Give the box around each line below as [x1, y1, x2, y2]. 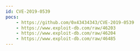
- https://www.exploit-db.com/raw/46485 [16, 36, 116, 42]
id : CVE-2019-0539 [5, 8, 50, 15]
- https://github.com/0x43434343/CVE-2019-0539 [16, 19, 134, 25]
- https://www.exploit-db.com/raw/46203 [16, 25, 116, 31]
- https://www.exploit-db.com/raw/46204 [16, 30, 116, 36]
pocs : [5, 14, 19, 20]
